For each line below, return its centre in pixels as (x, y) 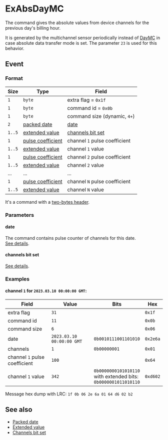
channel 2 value (85, 165)
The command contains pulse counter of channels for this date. (70, 238)
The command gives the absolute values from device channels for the (77, 23)
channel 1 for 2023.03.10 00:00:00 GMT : (46, 291)
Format (14, 78)
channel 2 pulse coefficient (99, 157)
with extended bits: (116, 377)
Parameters (19, 215)
